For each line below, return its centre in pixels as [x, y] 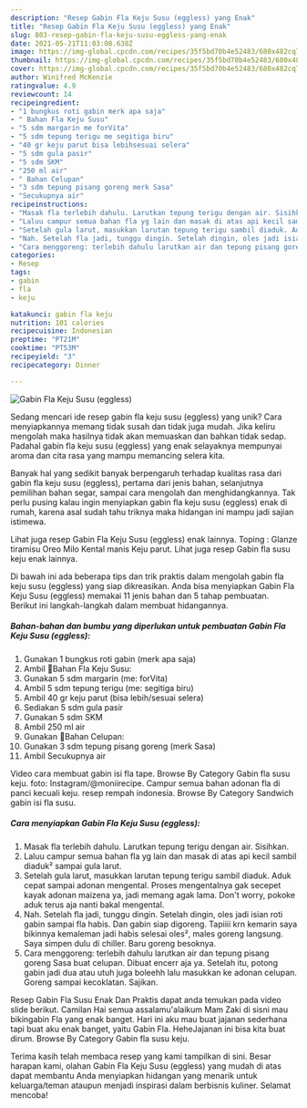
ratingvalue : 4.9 [43, 86]
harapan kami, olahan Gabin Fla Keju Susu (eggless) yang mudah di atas [146, 1066]
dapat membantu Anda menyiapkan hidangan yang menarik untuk [134, 1075]
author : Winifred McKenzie [61, 78]
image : [23, 52]
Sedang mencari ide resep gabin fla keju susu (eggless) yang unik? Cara [146, 417]
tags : [20, 273]
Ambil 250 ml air [54, 727]
